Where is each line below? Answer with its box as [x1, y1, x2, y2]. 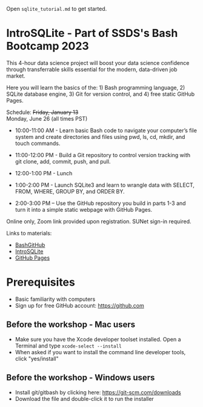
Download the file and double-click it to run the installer [15, 395, 155, 402]
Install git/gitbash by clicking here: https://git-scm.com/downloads [15, 388, 181, 396]
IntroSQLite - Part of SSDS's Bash [6, 27, 178, 40]
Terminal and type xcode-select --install [15, 342, 122, 349]
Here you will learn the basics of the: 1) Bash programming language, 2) [6, 84, 185, 91]
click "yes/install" [15, 355, 59, 362]
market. [6, 72, 25, 79]
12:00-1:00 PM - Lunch [15, 169, 73, 177]
